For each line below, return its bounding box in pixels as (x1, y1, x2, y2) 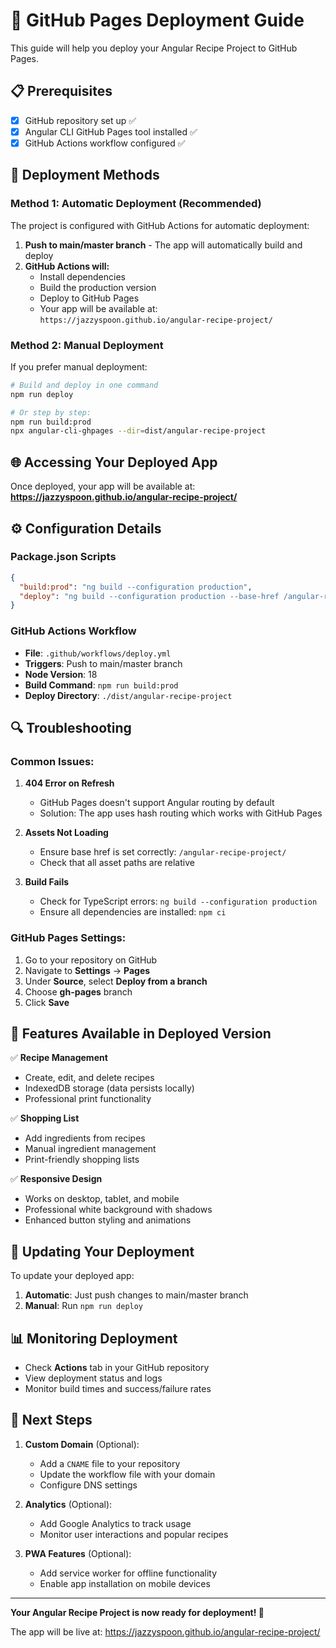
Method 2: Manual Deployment (10, 338, 164, 352)
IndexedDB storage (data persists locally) (24, 1082, 195, 1094)
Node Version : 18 (24, 668, 98, 680)
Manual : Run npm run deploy (24, 1300, 144, 1312)
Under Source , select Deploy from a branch (24, 975, 208, 987)
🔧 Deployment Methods (10, 167, 160, 184)
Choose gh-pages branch (24, 985, 133, 998)
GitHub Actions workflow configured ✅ (24, 137, 186, 149)
